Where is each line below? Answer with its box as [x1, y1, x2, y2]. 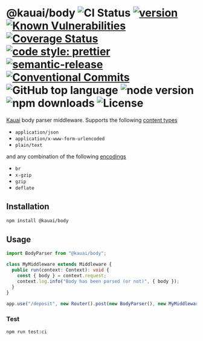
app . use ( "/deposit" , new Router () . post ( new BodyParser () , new [6, 300, 166, 306]
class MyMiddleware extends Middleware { [6, 262, 112, 268]
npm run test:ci [6, 328, 47, 335]
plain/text [14, 142, 43, 148]
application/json [14, 129, 59, 135]
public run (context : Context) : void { [11, 267, 110, 273]
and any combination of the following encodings [6, 152, 126, 160]
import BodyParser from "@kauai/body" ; [6, 251, 107, 257]
